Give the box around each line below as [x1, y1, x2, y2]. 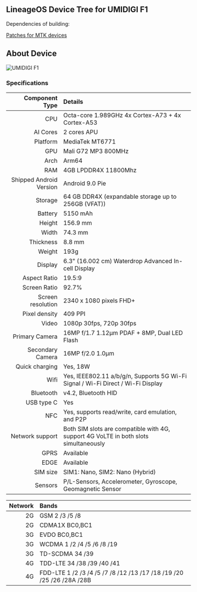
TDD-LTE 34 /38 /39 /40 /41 [39, 559, 120, 567]
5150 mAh [63, 209, 93, 217]
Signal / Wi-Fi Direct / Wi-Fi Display [63, 379, 163, 387]
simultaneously [63, 439, 106, 447]
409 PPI [63, 309, 86, 318]
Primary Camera [12, 332, 57, 341]
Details [63, 97, 83, 106]
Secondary [27, 345, 57, 353]
